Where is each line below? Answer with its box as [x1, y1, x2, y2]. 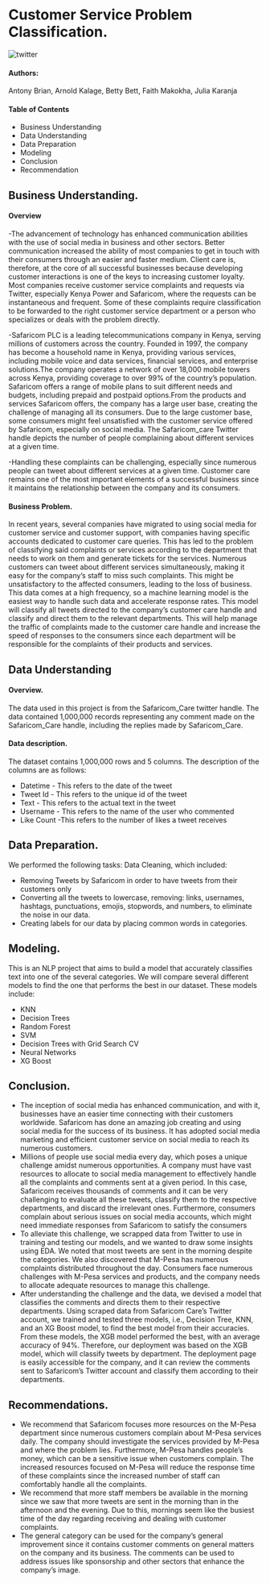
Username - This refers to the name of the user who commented [19, 806, 235, 816]
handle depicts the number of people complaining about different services [8, 433, 255, 443]
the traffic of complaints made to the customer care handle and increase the [8, 623, 261, 632]
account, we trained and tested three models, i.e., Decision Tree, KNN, [19, 1314, 254, 1324]
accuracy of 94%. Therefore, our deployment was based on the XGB [19, 1340, 247, 1350]
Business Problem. [8, 502, 73, 511]
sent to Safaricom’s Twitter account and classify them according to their [19, 1366, 259, 1376]
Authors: [8, 68, 39, 77]
